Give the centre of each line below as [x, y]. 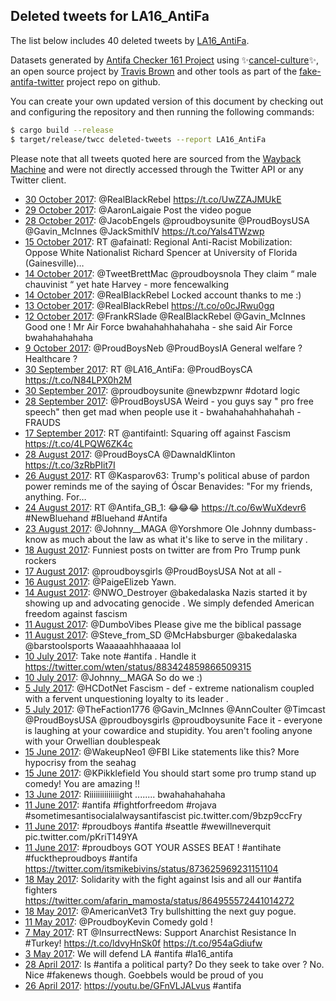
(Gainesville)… [54, 263]
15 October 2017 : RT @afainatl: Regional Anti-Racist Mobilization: [158, 241]
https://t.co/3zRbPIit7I [70, 465]
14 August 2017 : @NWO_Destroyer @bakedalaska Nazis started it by [166, 592]
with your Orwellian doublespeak [92, 741]
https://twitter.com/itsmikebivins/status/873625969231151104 [151, 868]
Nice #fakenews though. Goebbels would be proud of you [144, 975]
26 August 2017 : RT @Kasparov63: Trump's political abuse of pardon [167, 475]
